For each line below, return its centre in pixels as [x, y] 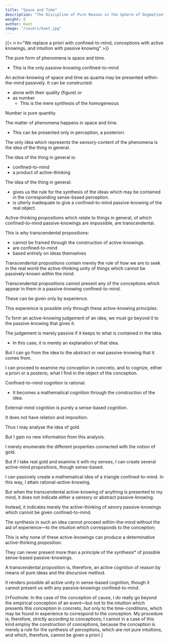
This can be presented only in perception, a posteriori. [69, 133]
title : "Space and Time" [31, 10]
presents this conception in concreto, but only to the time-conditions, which [84, 608]
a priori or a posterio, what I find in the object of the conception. [72, 373]
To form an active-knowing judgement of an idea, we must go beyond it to [82, 318]
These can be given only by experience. [47, 299]
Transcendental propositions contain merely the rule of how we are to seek [83, 263]
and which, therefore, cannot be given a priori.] [54, 635]
